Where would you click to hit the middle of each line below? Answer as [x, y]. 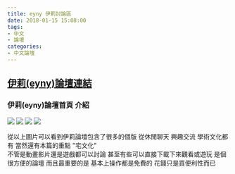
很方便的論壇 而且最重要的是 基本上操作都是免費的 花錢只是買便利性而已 [112, 163]
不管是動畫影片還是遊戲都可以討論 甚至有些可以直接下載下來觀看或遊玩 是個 [117, 154]
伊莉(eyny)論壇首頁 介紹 [49, 105]
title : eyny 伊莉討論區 [39, 14]
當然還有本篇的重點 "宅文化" [56, 145]
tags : [15, 27]
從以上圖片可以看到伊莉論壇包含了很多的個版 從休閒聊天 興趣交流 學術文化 [115, 136]
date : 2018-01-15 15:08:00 [47, 20]
